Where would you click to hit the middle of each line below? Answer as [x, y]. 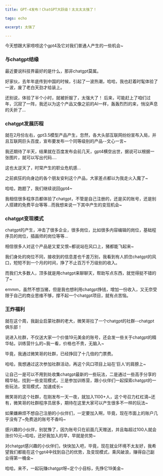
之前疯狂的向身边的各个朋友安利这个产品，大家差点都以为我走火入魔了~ [77, 178]
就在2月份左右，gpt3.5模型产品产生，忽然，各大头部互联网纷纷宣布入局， [79, 135]
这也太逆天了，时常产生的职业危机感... [43, 167]
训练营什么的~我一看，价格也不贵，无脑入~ [61, 343]
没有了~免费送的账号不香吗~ [38, 419]
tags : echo [16, 18]
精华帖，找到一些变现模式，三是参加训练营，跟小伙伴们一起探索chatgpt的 [79, 380]
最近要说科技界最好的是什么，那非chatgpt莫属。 [53, 71]
